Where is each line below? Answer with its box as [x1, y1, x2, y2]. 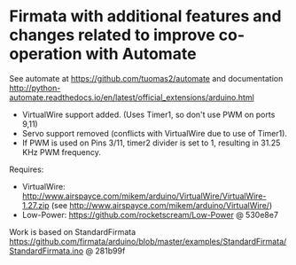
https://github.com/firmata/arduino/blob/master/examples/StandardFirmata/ [9, 236, 287, 246]
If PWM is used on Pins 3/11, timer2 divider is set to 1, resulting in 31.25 [21, 137, 281, 148]
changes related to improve [9, 25, 215, 45]
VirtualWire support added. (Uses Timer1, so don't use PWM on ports [21, 109, 276, 120]
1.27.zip [21, 199, 50, 210]
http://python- [9, 82, 61, 93]
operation [9, 44, 82, 64]
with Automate [85, 44, 197, 64]
